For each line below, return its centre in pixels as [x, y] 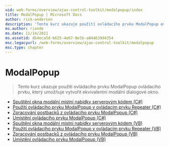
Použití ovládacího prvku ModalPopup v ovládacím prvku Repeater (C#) [87, 107]
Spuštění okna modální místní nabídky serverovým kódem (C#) [77, 102]
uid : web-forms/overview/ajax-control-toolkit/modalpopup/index [74, 10]
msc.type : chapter [24, 47]
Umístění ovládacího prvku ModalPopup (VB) [59, 139]
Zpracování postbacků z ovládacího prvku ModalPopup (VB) [75, 134]
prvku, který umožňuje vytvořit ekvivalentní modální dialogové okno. [88, 92]
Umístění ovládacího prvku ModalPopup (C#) [59, 118]
